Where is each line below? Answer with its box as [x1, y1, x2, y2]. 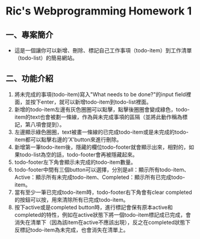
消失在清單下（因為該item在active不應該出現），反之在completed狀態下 [14, 219, 191, 226]
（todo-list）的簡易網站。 [14, 54, 78, 61]
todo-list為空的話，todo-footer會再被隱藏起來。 [19, 151, 138, 158]
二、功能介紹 [5, 73, 54, 84]
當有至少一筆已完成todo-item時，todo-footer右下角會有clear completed [14, 188, 192, 196]
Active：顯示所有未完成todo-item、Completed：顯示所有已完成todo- [14, 173, 186, 181]
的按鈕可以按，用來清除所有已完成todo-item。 [14, 196, 129, 203]
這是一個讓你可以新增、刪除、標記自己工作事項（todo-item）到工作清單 [14, 47, 192, 54]
